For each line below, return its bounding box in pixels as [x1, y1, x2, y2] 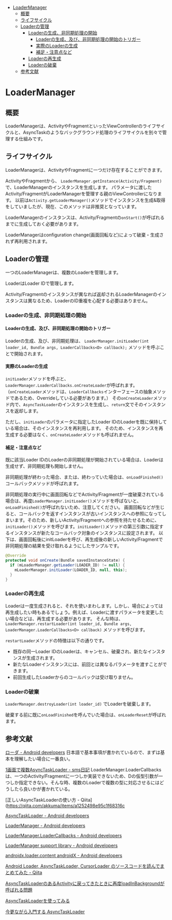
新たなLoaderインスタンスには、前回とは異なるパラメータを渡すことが [12, 661, 163, 667]
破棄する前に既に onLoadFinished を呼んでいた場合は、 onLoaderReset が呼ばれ [5, 712, 166, 717]
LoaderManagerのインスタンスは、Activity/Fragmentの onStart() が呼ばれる [5, 214, 165, 220]
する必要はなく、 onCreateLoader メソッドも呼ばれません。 [14, 431, 137, 437]
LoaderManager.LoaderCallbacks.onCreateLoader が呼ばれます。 [5, 382, 138, 388]
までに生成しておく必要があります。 [5, 220, 81, 227]
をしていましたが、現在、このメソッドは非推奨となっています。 [5, 203, 140, 210]
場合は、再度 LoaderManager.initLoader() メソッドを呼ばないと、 [5, 498, 142, 504]
